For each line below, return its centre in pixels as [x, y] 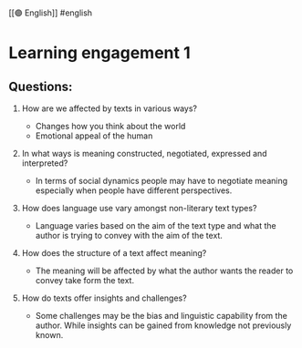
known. [49, 335]
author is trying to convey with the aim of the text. [129, 235]
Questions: [41, 86]
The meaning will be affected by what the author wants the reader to [164, 271]
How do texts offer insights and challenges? [104, 298]
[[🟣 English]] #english [51, 13]
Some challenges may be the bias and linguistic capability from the [161, 316]
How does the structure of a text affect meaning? [114, 253]
